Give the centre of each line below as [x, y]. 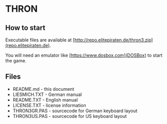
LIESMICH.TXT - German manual [47, 94]
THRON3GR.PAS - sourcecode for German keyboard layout [75, 111]
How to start [25, 28]
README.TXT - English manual [45, 100]
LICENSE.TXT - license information [49, 105]
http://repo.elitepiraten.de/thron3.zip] [114, 40]
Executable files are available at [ [40, 40]
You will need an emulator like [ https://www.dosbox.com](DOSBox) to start [84, 55]
